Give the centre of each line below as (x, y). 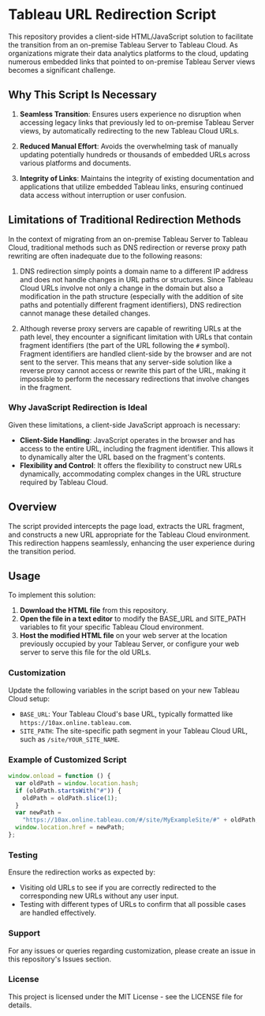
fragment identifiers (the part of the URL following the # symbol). (125, 345)
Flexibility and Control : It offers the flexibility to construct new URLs (131, 465)
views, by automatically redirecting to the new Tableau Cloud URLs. (129, 130)
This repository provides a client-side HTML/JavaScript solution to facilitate (131, 36)
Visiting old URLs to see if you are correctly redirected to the (118, 888)
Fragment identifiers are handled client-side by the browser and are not (136, 353)
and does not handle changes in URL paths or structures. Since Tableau (136, 279)
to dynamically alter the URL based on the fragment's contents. (123, 457)
